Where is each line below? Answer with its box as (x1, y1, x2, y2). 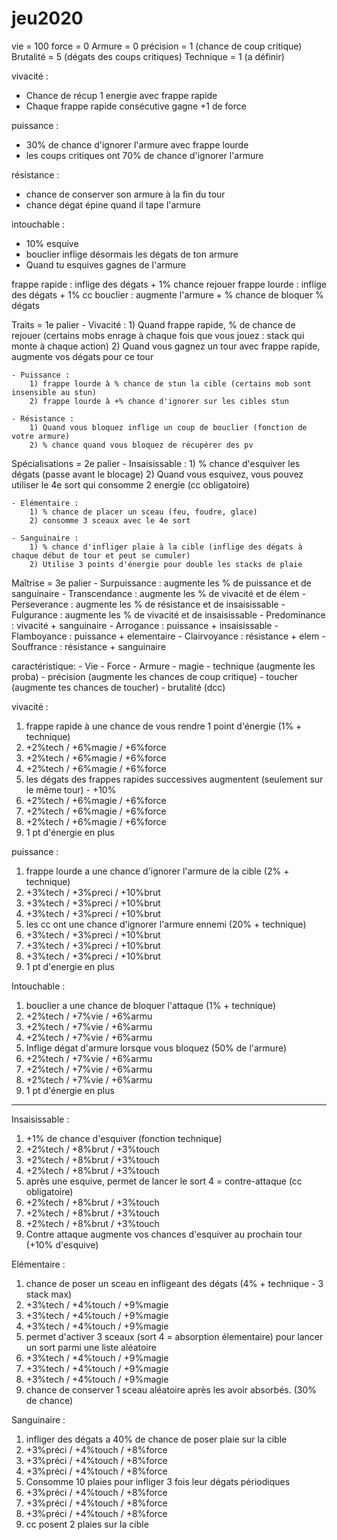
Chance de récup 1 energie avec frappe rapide (25, 89, 218, 101)
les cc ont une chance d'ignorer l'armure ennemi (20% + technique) (25, 918, 307, 930)
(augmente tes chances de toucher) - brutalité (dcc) (11, 681, 226, 693)
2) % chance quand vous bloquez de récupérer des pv (29, 440, 254, 450)
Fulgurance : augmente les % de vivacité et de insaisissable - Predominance (11, 608, 326, 621)
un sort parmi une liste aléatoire (25, 1341, 157, 1353)
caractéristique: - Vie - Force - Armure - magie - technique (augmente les (11, 660, 316, 672)
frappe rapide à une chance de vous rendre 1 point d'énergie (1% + (25, 720, 303, 732)
